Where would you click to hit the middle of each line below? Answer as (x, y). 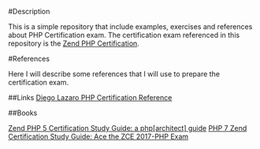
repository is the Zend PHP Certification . (74, 43)
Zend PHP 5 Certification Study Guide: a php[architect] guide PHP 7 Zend (128, 128)
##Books (23, 113)
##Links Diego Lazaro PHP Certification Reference (90, 97)
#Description (29, 11)
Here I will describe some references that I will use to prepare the (114, 74)
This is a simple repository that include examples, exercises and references (130, 26)
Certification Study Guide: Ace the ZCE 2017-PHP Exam (98, 136)
